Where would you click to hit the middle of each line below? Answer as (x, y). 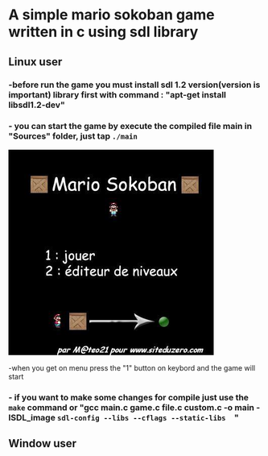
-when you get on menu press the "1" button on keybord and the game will (132, 367)
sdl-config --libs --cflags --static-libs (142, 418)
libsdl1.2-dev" (37, 105)
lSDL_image (32, 417)
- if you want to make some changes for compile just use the (129, 397)
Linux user (35, 62)
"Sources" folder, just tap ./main (73, 136)
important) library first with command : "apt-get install (118, 94)
